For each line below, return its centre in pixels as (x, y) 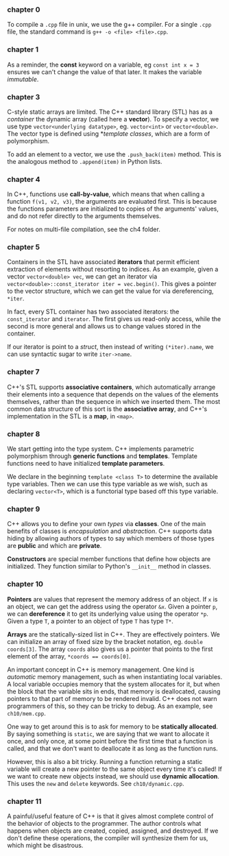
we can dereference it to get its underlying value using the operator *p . (108, 614)
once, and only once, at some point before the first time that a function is (110, 741)
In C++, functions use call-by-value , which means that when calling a (106, 194)
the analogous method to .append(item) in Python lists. (85, 161)
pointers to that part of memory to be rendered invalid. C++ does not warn (112, 698)
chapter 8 (24, 433)
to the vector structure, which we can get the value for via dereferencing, (110, 291)
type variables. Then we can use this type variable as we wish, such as (107, 484)
